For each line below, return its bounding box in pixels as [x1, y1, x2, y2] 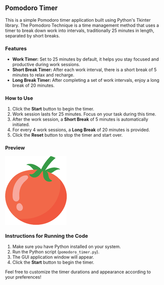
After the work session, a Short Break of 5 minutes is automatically [12, 116, 149, 122]
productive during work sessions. [12, 62, 80, 68]
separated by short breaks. [5, 33, 60, 38]
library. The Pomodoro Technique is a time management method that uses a [5, 22, 159, 28]
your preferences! [5, 274, 42, 280]
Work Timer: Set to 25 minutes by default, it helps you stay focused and [12, 56, 159, 62]
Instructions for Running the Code [5, 232, 88, 239]
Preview [5, 144, 25, 151]
